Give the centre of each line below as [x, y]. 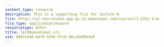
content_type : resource [29, 10]
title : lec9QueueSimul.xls [32, 32]
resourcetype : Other [26, 28]
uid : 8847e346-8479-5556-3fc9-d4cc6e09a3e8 [50, 37]
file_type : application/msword [37, 23]
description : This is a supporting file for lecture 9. [63, 14]
